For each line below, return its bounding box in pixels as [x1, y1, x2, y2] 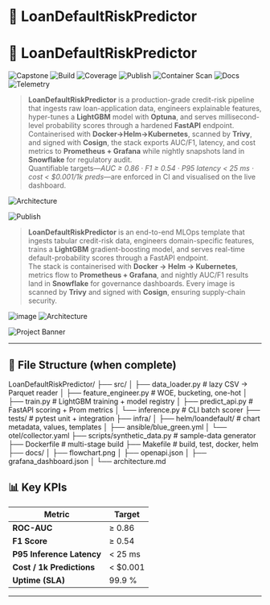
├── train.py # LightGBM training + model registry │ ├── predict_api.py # [8, 396, 253, 406]
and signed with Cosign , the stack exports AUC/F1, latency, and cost [27, 138, 256, 147]
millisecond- [218, 112, 260, 122]
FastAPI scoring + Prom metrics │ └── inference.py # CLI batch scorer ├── [8, 404, 260, 414]
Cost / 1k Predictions [12, 561, 95, 573]
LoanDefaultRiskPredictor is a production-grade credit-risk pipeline [27, 95, 255, 105]
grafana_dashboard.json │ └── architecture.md [8, 456, 166, 466]
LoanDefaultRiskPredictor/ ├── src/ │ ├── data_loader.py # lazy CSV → [8, 379, 248, 389]
